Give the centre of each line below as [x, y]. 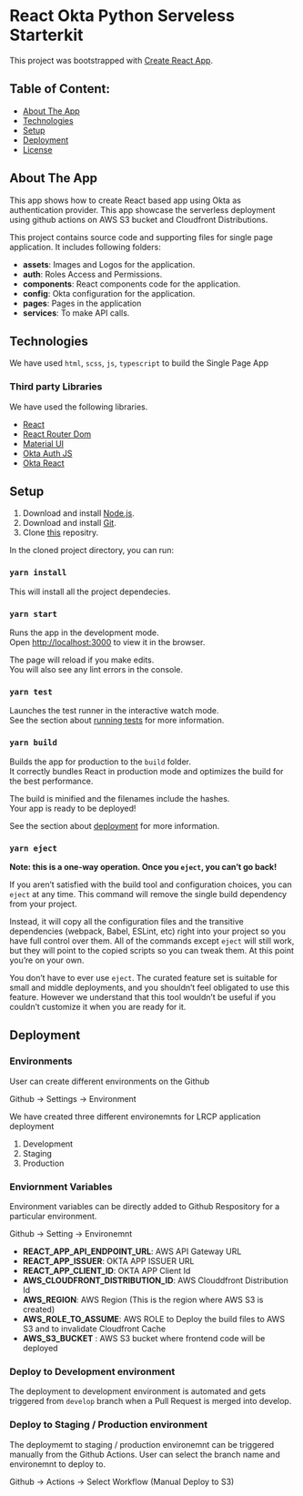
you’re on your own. [47, 960]
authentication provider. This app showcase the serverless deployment [142, 209]
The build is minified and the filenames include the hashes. [120, 798]
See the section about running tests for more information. [117, 721]
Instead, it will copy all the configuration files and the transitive [126, 921]
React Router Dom [57, 434]
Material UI [43, 443]
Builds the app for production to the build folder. [101, 762]
